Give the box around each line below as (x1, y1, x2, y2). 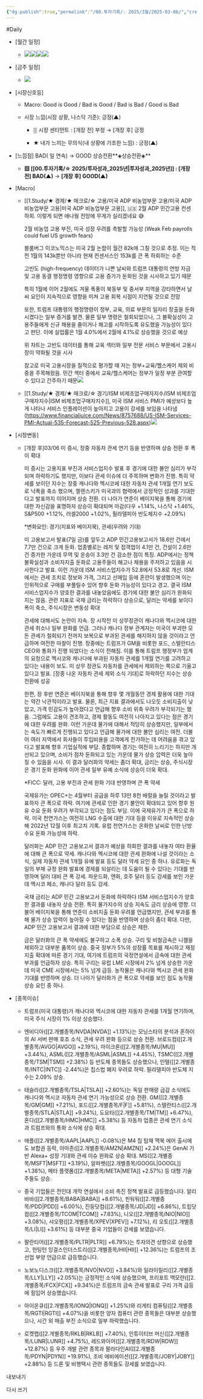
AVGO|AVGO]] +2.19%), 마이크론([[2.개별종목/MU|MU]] (40, 1043, 175, 1050)
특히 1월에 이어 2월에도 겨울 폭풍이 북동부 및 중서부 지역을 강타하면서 (24, 285, 186, 293)
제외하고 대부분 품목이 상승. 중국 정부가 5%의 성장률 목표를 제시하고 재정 (24, 944, 195, 951)
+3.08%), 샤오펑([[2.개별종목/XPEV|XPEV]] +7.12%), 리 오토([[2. (24, 1218, 179, 1225)
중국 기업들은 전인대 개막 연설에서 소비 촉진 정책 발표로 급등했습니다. (24, 1188, 185, 1195)
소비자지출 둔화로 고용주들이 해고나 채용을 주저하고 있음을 (50, 558, 186, 566)
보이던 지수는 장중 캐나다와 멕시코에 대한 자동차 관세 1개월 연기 (35, 480, 183, 487)
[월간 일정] (14, 38, 40, 45)
